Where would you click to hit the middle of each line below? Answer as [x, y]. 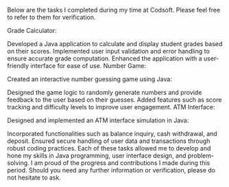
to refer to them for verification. [51, 17]
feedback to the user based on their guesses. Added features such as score [114, 100]
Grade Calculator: [32, 31]
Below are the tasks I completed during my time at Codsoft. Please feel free [114, 10]
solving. [18, 163]
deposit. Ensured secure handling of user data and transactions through [109, 141]
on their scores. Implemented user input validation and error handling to [109, 51]
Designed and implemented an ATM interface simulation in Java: [98, 120]
